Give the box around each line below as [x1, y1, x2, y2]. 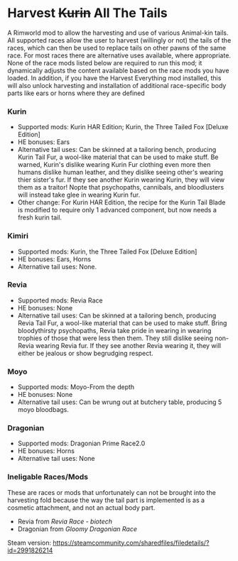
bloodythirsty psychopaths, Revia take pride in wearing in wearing [17, 326, 212, 334]
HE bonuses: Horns [17, 447, 75, 455]
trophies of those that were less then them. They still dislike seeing [17, 334, 213, 342]
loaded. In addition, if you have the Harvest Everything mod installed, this [7, 73, 222, 82]
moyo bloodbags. [17, 405, 70, 414]
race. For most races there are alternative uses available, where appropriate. [7, 51, 231, 60]
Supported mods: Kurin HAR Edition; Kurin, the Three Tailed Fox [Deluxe [17, 123, 229, 131]
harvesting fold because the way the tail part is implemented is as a [7, 496, 205, 504]
